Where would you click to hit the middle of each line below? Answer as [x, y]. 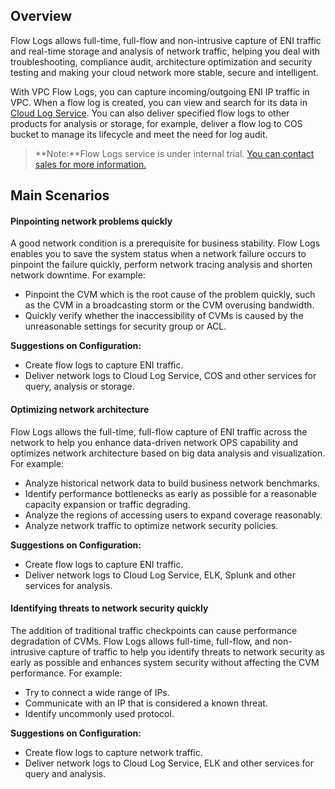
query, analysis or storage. [79, 386]
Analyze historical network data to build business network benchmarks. [172, 483]
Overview [41, 16]
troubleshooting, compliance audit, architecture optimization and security [161, 61]
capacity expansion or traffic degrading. [107, 504]
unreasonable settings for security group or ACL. [125, 326]
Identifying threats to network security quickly [109, 608]
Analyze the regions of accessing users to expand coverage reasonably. [173, 515]
